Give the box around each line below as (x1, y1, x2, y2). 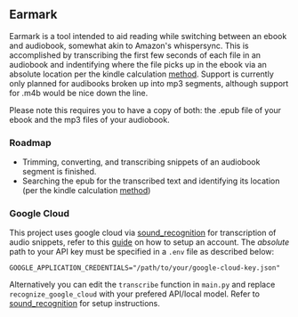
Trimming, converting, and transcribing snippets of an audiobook (21, 157, 261, 167)
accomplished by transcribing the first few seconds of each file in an (9, 49, 261, 61)
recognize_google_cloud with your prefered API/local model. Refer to (9, 289, 261, 299)
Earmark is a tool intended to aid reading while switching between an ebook (9, 30, 287, 41)
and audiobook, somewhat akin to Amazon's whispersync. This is (9, 40, 249, 51)
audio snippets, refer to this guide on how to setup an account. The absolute (9, 237, 290, 248)
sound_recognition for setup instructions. (9, 298, 160, 309)
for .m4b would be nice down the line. (9, 87, 149, 98)
